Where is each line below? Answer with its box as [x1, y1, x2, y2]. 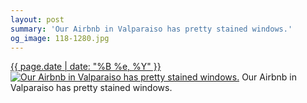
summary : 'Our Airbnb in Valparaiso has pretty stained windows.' [10, 24, 293, 34]
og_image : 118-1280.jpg [10, 33, 110, 43]
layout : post [10, 14, 65, 25]
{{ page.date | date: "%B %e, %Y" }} [10, 61, 162, 73]
